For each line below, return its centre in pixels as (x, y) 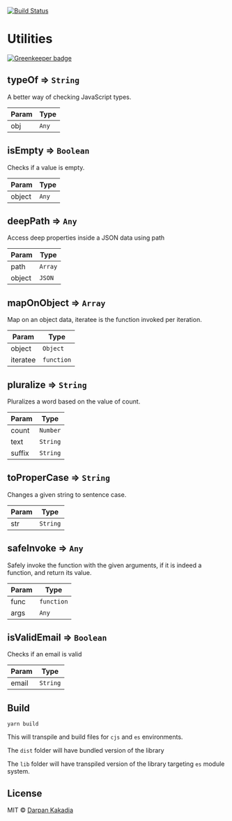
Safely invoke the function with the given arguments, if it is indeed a (105, 565)
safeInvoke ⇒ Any (45, 548)
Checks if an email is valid (45, 654)
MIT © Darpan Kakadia (40, 810)
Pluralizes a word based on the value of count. (74, 401)
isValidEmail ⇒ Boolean (57, 638)
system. (18, 772)
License (25, 793)
